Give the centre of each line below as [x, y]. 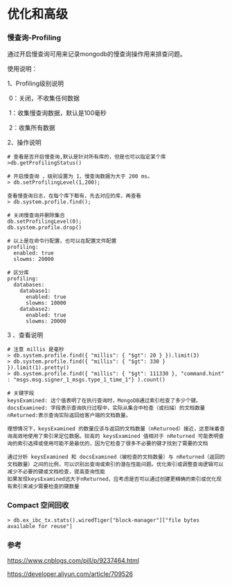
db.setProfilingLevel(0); [44, 222]
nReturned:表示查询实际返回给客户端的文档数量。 [69, 416]
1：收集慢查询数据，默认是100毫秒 [57, 113]
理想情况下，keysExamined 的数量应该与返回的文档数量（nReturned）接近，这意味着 [114, 429]
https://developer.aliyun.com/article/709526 [70, 574]
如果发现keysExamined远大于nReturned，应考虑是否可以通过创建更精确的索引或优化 [112, 480]
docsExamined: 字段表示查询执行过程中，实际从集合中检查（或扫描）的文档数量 [106, 408]
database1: [35, 291]
